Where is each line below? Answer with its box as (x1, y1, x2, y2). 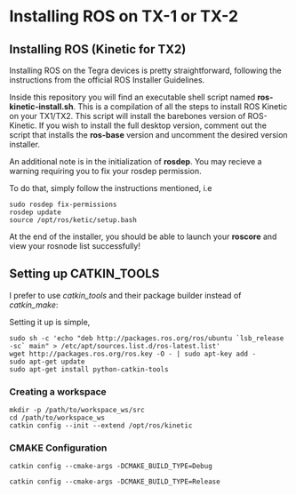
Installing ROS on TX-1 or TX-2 (9, 6, 238, 27)
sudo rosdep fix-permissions (9, 200, 117, 209)
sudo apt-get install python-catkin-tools (9, 364, 169, 374)
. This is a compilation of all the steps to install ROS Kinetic (73, 101, 288, 112)
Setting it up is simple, (9, 316, 91, 327)
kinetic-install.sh (9, 101, 74, 112)
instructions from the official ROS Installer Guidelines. (9, 75, 205, 85)
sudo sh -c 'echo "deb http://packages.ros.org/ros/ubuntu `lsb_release (9, 333, 284, 343)
